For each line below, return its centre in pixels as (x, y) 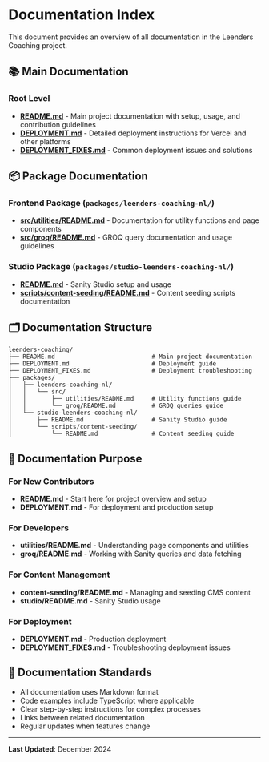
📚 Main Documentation (69, 72)
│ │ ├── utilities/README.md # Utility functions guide (125, 399)
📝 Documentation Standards (80, 673)
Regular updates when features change (85, 726)
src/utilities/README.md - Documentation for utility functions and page (140, 220)
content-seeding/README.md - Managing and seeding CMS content (135, 592)
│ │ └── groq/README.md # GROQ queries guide (116, 406)
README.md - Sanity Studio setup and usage (96, 284)
